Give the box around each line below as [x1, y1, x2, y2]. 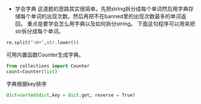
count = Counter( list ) [6, 68, 58, 75]
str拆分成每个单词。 [14, 27, 64, 35]
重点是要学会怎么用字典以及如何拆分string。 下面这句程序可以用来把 [26, 20, 196, 27]
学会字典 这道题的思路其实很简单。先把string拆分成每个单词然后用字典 [14, 5, 189, 12]
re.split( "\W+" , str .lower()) [6, 39, 79, 45]
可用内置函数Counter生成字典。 [6, 51, 85, 58]
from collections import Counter [6, 63, 90, 69]
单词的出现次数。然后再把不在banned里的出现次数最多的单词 [31, 13, 181, 20]
